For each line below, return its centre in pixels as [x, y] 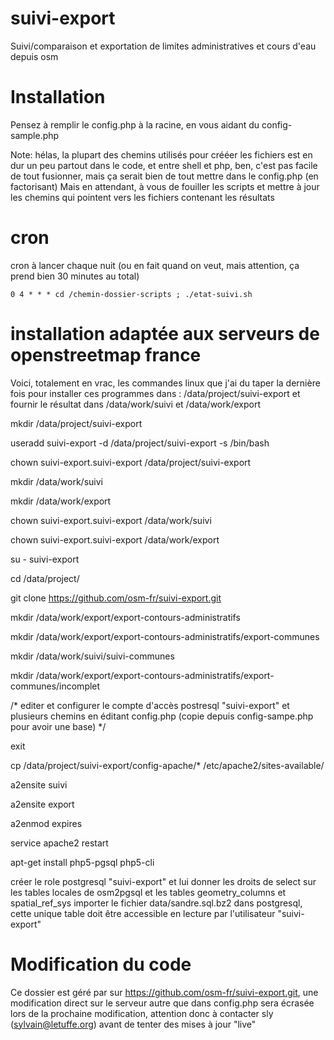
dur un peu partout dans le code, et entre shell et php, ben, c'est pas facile [164, 165]
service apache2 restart [59, 843]
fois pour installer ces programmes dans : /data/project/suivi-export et [155, 393]
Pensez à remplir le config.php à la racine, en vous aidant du [135, 124]
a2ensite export [42, 804]
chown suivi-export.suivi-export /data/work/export [115, 539]
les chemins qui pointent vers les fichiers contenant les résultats [142, 197]
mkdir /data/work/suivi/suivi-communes [92, 656]
